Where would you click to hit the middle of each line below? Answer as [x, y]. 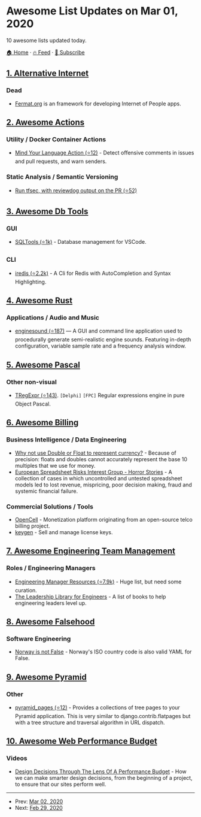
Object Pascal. [33, 404]
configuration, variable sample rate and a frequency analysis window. [100, 346]
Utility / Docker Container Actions [56, 139]
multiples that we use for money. [55, 465]
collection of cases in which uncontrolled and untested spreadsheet [98, 478]
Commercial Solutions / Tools [50, 506]
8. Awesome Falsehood [51, 622]
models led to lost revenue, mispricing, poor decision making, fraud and [103, 485]
